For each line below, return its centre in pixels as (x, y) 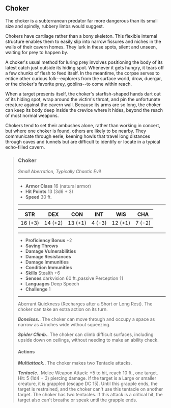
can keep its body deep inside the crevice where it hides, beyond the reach (84, 110)
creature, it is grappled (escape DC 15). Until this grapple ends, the (88, 384)
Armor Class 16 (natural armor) (58, 186)
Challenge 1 (38, 289)
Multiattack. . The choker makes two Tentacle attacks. (75, 363)
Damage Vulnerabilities (51, 251)
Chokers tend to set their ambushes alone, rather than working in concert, (83, 125)
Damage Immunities (47, 262)
